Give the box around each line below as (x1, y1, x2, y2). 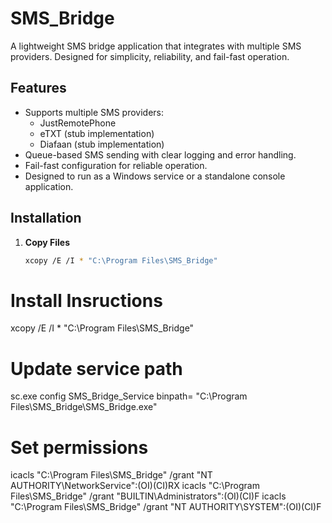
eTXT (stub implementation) (39, 127, 155, 139)
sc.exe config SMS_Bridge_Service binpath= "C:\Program (10, 390, 248, 402)
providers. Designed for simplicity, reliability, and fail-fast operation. (10, 50, 290, 62)
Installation (10, 210, 82, 227)
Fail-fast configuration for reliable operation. (24, 159, 208, 171)
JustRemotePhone (39, 117, 117, 129)
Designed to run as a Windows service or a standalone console (24, 170, 286, 182)
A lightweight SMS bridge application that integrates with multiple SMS (10, 40, 302, 52)
